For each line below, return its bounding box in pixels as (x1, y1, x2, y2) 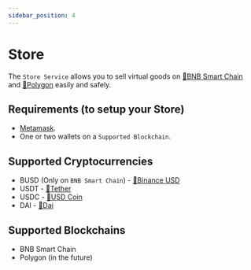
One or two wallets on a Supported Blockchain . (19, 131, 172, 142)
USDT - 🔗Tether (19, 184, 72, 194)
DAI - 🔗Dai (19, 201, 54, 210)
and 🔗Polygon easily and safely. (8, 80, 112, 89)
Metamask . (19, 124, 57, 133)
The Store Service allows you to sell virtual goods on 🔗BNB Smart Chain (8, 72, 244, 81)
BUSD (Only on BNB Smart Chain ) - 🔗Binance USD (19, 176, 180, 185)
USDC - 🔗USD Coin (19, 192, 83, 202)
